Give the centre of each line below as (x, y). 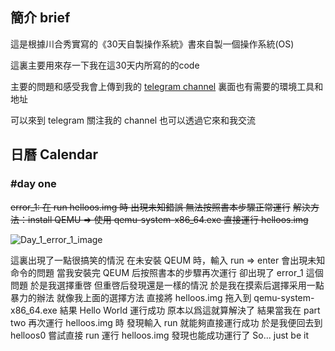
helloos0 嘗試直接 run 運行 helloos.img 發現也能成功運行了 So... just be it (159, 335)
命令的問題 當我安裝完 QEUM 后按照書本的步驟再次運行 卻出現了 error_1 (157, 272)
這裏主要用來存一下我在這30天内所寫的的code (105, 65)
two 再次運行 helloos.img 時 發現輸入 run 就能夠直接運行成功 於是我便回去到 (166, 322)
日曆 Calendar (54, 154)
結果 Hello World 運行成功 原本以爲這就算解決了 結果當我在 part (190, 310)
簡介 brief (40, 18)
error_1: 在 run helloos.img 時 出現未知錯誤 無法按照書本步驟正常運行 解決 (161, 207)
